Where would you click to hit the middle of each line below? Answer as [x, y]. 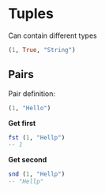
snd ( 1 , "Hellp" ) [37, 174]
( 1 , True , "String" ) [42, 50]
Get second [28, 160]
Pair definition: [32, 93]
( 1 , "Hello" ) [30, 108]
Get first [22, 123]
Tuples [31, 14]
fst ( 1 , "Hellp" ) [37, 137]
